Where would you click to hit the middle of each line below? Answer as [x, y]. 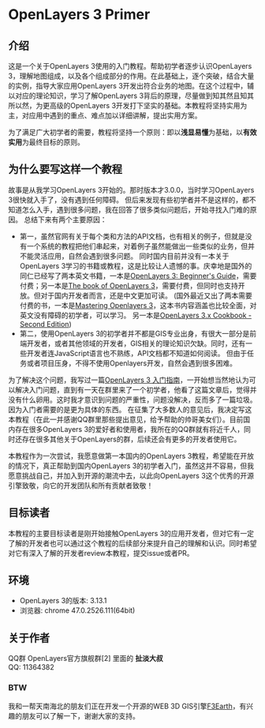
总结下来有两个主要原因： [65, 220]
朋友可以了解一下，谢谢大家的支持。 [80, 715]
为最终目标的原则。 [53, 142]
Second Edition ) [46, 324]
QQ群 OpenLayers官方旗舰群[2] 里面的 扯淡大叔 [86, 659]
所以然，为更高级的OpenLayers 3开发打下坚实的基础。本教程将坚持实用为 [128, 105]
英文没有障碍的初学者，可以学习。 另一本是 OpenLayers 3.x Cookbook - [136, 315]
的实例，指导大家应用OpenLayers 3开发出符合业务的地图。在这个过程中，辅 [131, 86]
